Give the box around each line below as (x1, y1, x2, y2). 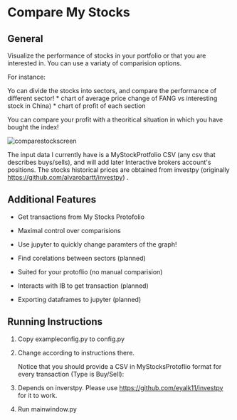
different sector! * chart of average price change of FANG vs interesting (7, 94, 218, 102)
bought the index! (7, 123, 59, 131)
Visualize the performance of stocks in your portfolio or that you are (7, 51, 206, 60)
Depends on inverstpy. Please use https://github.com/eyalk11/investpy (17, 383, 223, 392)
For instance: (7, 72, 46, 81)
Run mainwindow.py (17, 404, 77, 413)
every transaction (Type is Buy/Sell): (17, 370, 125, 378)
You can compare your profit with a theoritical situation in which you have (7, 115, 223, 124)
